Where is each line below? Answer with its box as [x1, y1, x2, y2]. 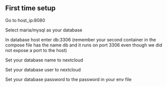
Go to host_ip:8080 [5, 17, 45, 23]
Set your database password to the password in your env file [5, 76, 132, 82]
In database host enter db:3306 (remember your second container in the [5, 36, 156, 42]
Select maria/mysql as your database [5, 27, 82, 33]
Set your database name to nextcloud [5, 57, 83, 63]
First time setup [5, 4, 56, 12]
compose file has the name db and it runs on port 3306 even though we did [5, 42, 162, 48]
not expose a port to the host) [5, 47, 67, 53]
